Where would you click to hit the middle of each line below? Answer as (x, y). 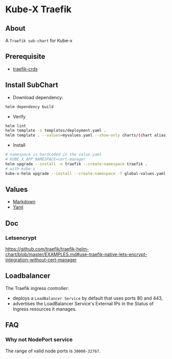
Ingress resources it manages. (45, 309)
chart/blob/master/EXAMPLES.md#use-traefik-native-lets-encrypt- (76, 254)
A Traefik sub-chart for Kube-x (39, 40)
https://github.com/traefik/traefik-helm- (47, 249)
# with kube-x (20, 169)
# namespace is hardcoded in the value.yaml (53, 154)
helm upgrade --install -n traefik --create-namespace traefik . (76, 164)
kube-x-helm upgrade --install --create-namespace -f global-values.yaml (86, 173)
